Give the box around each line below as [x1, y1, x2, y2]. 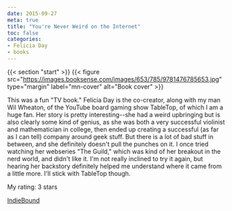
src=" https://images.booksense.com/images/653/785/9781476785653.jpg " [7, 75, 222, 83]
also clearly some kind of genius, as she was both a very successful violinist [7, 118, 225, 126]
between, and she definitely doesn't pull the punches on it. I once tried [7, 140, 209, 148]
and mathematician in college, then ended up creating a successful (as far [7, 125, 220, 134]
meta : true [7, 17, 39, 24]
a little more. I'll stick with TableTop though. [7, 169, 131, 177]
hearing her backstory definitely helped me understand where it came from [7, 162, 222, 170]
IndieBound [7, 196, 40, 204]
